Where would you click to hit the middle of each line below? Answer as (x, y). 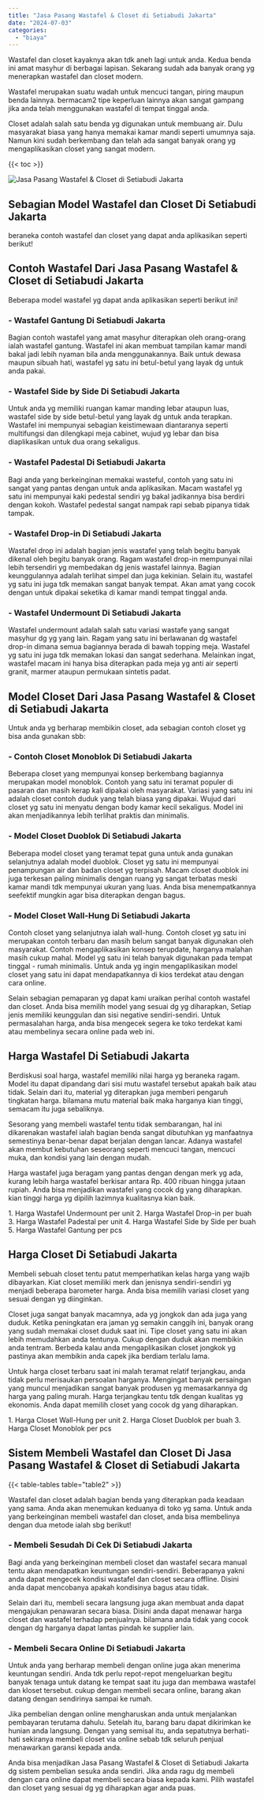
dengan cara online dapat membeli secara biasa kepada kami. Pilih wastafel (131, 1780)
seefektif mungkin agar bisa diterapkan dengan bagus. (97, 895)
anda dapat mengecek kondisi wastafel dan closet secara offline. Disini (123, 1579)
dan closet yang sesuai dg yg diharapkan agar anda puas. (102, 1788)
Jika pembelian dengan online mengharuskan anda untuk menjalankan (123, 1714)
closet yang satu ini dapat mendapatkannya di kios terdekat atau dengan (126, 974)
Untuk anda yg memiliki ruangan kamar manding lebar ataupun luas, (119, 408)
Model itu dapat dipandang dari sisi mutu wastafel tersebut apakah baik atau (132, 1083)
